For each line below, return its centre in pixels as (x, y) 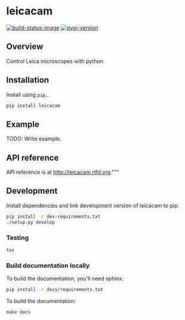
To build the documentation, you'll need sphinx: (65, 278)
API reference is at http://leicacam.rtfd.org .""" (63, 172)
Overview (25, 47)
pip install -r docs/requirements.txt (55, 290)
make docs (19, 312)
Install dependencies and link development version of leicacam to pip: (92, 205)
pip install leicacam (33, 106)
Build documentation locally (48, 265)
